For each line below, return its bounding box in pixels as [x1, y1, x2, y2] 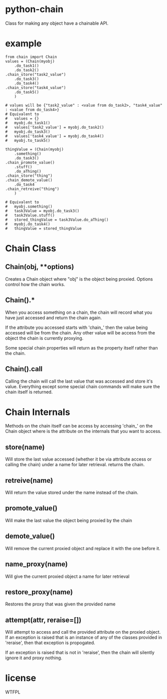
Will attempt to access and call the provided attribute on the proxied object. [5, 629, 161, 635]
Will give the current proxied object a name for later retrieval [5, 573, 129, 579]
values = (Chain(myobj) [5, 59, 55, 64]
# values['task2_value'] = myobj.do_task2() [5, 125, 104, 130]
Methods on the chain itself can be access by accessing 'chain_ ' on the [5, 423, 153, 429]
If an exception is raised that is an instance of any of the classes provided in [5, 635, 162, 641]
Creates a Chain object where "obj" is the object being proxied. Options [5, 276, 153, 282]
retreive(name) [5, 476, 54, 485]
